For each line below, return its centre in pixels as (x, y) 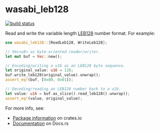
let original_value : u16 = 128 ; (39, 70)
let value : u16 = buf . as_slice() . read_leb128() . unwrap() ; (68, 93)
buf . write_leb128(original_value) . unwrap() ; (53, 75)
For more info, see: (25, 108)
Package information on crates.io (47, 118)
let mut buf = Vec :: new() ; (34, 56)
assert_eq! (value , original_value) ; (44, 98)
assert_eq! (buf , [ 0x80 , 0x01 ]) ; (39, 80)
